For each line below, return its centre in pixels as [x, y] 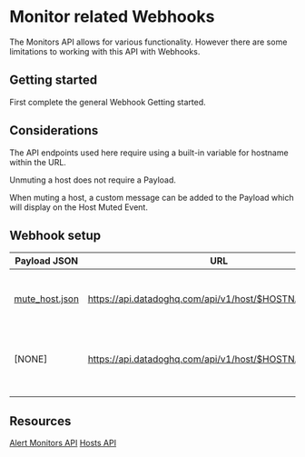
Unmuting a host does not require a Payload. [93, 180]
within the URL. [38, 162]
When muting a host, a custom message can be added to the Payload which [152, 197]
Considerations [54, 130]
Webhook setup [55, 235]
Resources [40, 421]
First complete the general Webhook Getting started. [108, 102]
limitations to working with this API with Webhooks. [105, 51]
